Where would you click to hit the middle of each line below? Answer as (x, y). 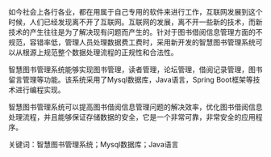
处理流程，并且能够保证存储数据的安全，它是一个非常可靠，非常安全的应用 (132, 117)
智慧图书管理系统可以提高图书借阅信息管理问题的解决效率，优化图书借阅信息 (135, 107)
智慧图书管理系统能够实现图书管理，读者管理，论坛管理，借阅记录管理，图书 (135, 70)
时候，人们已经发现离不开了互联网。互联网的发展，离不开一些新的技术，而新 (135, 22)
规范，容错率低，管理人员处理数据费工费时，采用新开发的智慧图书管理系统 (132, 42)
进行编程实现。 (40, 90)
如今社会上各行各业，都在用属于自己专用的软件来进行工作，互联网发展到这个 (135, 12)
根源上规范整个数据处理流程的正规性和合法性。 (100, 52)
